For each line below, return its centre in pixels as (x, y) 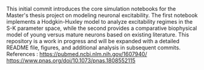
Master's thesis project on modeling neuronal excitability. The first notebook (102, 15)
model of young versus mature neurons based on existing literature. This (98, 35)
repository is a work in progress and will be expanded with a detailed (93, 41)
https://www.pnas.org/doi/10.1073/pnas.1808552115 (71, 61)
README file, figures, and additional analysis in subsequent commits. (93, 47)
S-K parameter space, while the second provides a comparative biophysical (102, 28)
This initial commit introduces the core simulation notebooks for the (91, 9)
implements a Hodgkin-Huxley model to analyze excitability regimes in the (100, 22)
